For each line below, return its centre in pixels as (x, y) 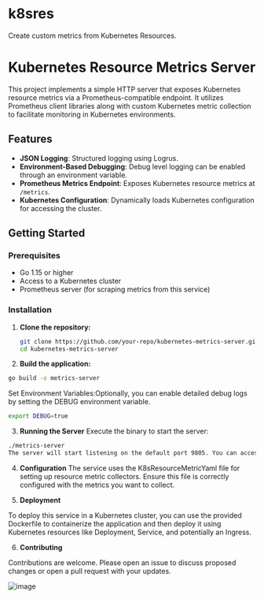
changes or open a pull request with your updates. (90, 571)
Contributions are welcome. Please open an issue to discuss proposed (122, 562)
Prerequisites (34, 255)
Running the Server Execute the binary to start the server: (114, 431)
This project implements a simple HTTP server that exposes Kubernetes (125, 89)
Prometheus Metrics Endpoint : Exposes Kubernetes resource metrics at (137, 183)
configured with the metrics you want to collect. (97, 485)
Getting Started (47, 233)
